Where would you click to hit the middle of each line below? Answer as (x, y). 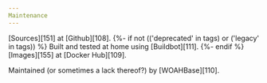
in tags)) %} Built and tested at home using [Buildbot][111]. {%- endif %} (126, 46)
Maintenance (28, 15)
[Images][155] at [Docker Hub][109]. (68, 55)
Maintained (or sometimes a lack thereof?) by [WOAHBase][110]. (114, 70)
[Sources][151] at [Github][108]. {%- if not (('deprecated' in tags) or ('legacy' (134, 38)
